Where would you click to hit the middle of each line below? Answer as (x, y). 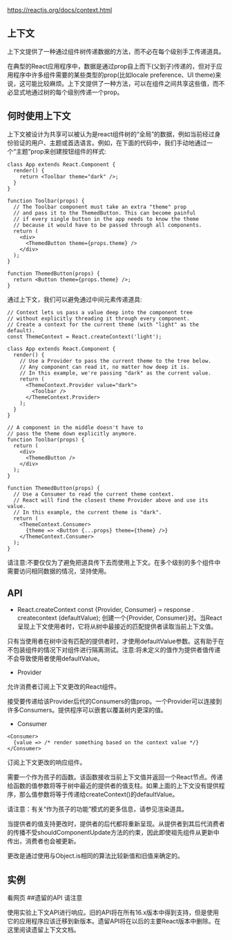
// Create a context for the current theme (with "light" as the (103, 325)
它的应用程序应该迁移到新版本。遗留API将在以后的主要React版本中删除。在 (114, 921)
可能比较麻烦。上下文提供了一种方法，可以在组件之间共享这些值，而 (122, 83)
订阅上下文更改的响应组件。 (47, 762)
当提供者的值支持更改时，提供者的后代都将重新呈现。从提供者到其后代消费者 (116, 824)
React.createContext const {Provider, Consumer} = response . (106, 610)
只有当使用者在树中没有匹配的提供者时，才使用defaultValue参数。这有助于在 (116, 641)
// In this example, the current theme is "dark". (88, 512)
